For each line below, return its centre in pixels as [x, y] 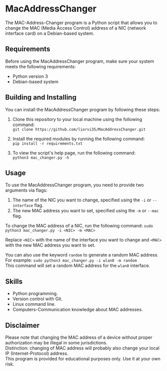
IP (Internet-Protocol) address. [37, 353]
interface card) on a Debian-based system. [50, 33]
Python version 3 [30, 76]
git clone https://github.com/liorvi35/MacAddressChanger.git [79, 129]
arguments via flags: [26, 190]
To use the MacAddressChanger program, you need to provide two [75, 185]
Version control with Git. [37, 299]
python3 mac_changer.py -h [41, 158]
